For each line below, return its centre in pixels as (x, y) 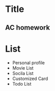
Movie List (23, 68)
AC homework (28, 28)
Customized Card (30, 79)
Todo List (22, 84)
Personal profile (28, 63)
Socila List (23, 73)
